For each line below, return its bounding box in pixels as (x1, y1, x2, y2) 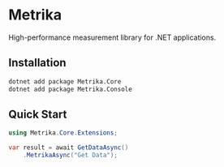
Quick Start (8, 107, 67, 121)
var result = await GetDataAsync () (8, 143, 129, 152)
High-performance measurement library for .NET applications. (8, 32, 217, 42)
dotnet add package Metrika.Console (8, 85, 132, 93)
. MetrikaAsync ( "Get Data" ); (23, 152, 118, 160)
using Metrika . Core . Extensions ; (8, 129, 118, 137)
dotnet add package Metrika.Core (8, 77, 122, 86)
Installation (8, 56, 67, 70)
